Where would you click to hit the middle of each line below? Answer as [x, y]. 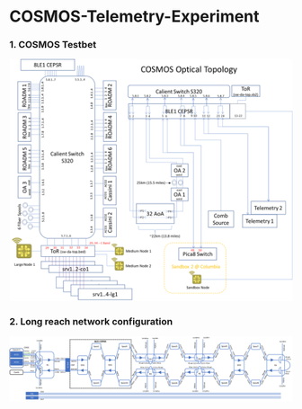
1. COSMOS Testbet [53, 45]
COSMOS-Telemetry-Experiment [134, 17]
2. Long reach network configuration [91, 321]
